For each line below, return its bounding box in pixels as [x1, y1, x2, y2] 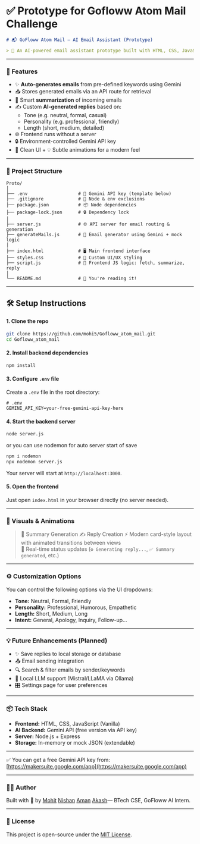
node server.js [6, 431, 44, 437]
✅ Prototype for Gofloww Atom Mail [6, 4, 186, 18]
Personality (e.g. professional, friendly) [23, 118, 120, 125]
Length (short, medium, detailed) [23, 124, 105, 131]
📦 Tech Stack [6, 704, 48, 713]
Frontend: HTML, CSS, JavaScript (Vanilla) [14, 720, 120, 727]
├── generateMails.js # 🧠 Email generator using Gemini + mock [6, 232, 183, 238]
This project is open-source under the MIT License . [6, 831, 133, 838]
